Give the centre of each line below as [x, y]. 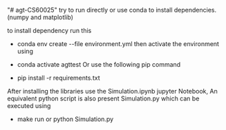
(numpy [18, 17]
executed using [29, 106]
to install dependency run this [49, 31]
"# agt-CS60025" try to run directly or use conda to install [90, 10]
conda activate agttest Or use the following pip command [99, 64]
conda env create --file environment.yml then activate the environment [118, 44]
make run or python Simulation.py [65, 119]
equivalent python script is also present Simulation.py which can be [103, 98]
